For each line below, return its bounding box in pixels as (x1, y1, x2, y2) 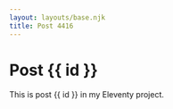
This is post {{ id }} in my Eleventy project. (9, 89, 165, 100)
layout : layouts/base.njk (9, 13, 105, 22)
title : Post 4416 (9, 21, 74, 30)
